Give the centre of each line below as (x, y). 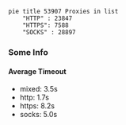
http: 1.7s (34, 98)
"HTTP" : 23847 (48, 18)
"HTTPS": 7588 (46, 25)
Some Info (29, 52)
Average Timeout (37, 71)
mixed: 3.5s (38, 89)
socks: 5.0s (38, 115)
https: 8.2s (37, 106)
